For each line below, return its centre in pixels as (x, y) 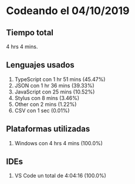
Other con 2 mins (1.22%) (45, 104)
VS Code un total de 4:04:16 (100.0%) (60, 176)
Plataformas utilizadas (48, 129)
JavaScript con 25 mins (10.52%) (55, 92)
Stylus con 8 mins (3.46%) (47, 98)
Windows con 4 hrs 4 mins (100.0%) (58, 143)
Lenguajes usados (40, 65)
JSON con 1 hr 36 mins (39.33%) (55, 85)
